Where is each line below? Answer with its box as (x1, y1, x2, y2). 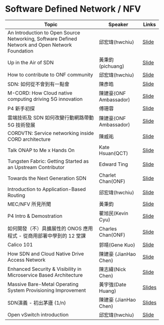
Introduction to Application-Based (7, 186, 86, 192)
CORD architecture (7, 135, 51, 142)
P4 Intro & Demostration (7, 212, 62, 219)
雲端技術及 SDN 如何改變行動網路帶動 (7, 114, 94, 121)
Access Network (7, 256, 46, 263)
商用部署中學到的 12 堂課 (27, 232, 86, 239)
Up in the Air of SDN (7, 59, 54, 66)
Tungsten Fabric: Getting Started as (7, 157, 89, 164)
